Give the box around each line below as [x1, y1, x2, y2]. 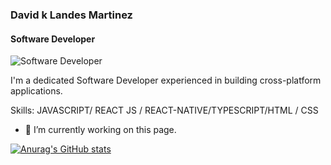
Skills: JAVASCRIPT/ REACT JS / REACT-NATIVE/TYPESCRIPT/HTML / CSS [10, 104, 319, 117]
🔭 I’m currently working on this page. [24, 124, 177, 136]
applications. [10, 85, 63, 97]
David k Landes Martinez [10, 8, 133, 22]
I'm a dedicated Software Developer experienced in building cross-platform [10, 74, 322, 87]
